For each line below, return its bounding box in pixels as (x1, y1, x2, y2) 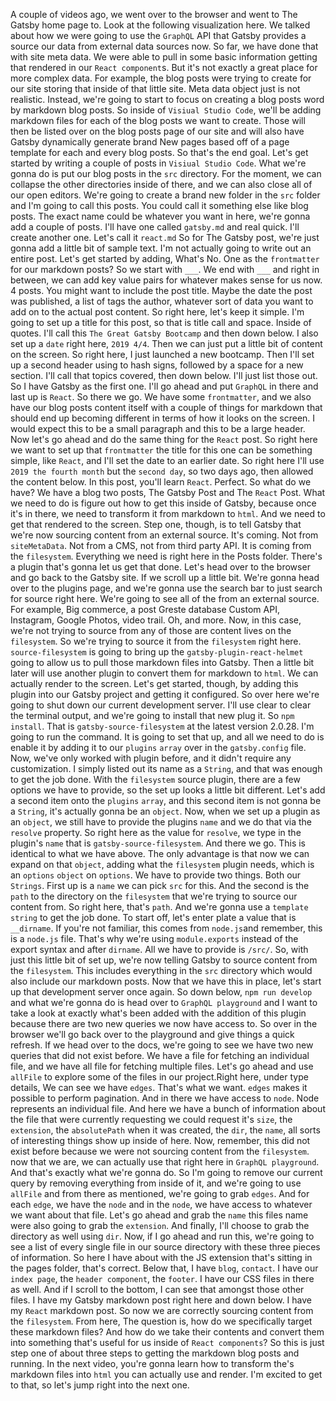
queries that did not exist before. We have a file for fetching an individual (10, 1050, 310, 1061)
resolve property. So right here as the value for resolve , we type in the (10, 827, 302, 838)
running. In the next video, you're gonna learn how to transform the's (10, 1358, 295, 1369)
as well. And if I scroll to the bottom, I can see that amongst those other (10, 1284, 305, 1295)
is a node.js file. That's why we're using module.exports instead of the (10, 933, 299, 944)
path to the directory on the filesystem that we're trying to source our (10, 890, 298, 902)
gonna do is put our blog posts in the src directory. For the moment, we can (10, 168, 322, 179)
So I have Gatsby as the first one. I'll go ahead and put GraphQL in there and (10, 380, 319, 392)
